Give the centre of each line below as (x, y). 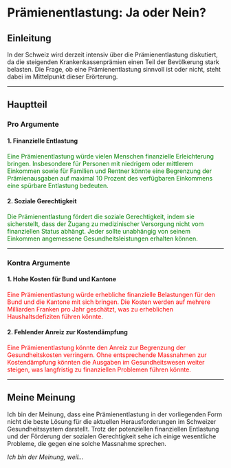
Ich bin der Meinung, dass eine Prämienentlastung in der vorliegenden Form (114, 414)
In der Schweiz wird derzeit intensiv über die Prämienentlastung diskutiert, (113, 54)
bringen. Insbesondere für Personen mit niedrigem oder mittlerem (100, 163)
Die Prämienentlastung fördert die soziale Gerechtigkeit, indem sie (101, 216)
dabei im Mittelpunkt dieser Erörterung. (63, 77)
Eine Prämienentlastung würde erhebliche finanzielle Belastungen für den (111, 294)
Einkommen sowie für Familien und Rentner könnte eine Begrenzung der (109, 171)
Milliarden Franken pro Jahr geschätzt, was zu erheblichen (90, 309)
